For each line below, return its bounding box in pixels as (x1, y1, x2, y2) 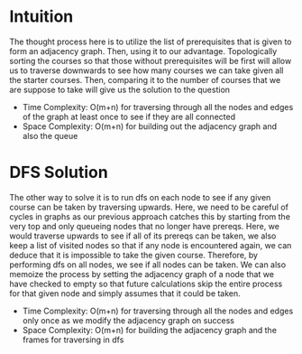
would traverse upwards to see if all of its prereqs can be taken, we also (9, 230, 277, 241)
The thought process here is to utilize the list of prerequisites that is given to (9, 36, 292, 47)
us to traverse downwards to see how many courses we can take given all (9, 65, 284, 76)
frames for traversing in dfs (22, 334, 124, 345)
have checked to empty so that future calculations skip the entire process (9, 278, 283, 289)
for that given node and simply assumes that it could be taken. (9, 287, 241, 299)
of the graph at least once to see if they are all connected (22, 111, 236, 122)
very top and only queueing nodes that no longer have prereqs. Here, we (9, 220, 279, 231)
